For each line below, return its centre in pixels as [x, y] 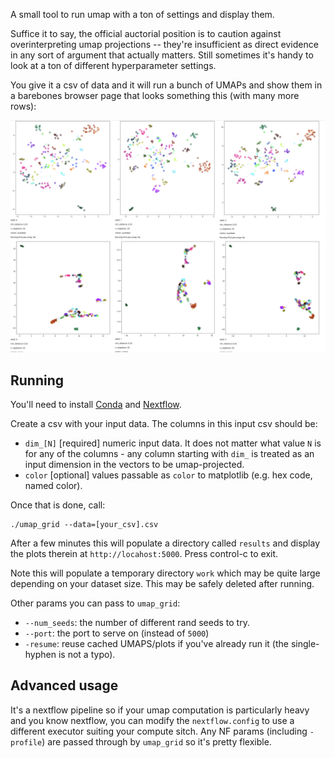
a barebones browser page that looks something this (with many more [155, 95]
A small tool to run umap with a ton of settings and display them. [142, 14]
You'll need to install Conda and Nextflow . [96, 404]
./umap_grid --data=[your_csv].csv [84, 524]
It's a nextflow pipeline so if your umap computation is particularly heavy [160, 710]
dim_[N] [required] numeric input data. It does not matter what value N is [173, 443]
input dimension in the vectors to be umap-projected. [134, 464]
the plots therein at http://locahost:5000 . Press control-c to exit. [144, 553]
